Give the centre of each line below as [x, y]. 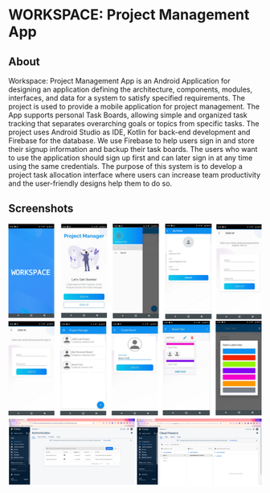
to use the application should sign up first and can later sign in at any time [131, 158]
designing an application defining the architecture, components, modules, [131, 89]
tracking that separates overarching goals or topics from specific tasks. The [134, 123]
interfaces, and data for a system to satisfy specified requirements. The [127, 98]
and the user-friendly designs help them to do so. [90, 183]
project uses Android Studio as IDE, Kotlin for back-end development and [129, 132]
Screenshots [41, 209]
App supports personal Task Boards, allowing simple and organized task [128, 115]
